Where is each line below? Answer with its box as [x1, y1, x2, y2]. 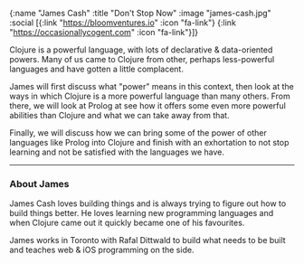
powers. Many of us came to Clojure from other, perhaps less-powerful [9, 54, 275, 64]
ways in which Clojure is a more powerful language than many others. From [9, 90, 291, 101]
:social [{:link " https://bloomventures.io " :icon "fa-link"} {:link [9, 17, 237, 28]
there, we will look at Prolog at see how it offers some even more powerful [9, 100, 287, 111]
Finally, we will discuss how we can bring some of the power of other [9, 127, 267, 138]
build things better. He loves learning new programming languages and [9, 208, 274, 219]
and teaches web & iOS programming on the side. [9, 244, 195, 256]
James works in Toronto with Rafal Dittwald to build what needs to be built [9, 235, 287, 246]
